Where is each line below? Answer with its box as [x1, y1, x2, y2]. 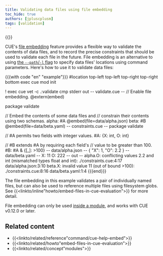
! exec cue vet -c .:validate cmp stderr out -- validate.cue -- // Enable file [5, 89, 152, 94]
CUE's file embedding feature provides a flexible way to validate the [5, 44, 142, 49]
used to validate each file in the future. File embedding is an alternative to [5, 54, 153, 60]
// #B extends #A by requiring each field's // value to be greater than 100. [5, 142, 152, 148]
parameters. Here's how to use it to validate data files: [5, 65, 114, 70]
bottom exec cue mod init [5, 79, 57, 85]
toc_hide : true [5, 12, 36, 17]
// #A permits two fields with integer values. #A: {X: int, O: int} [5, 133, 129, 139]
